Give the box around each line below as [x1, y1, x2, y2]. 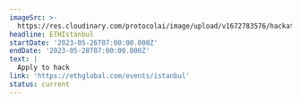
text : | [9, 55, 39, 64]
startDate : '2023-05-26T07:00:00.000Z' [9, 38, 159, 47]
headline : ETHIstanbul [9, 30, 94, 39]
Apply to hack [17, 64, 70, 73]
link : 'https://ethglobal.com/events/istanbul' [9, 72, 191, 81]
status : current [9, 80, 70, 89]
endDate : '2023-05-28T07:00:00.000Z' [9, 47, 150, 56]
